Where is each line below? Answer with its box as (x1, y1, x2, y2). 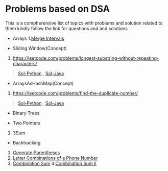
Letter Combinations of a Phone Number (12, 155, 98, 161)
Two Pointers (12, 119, 41, 126)
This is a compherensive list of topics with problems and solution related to (5, 20, 163, 26)
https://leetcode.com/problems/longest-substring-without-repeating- (12, 55, 159, 61)
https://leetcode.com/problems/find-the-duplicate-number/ (12, 90, 138, 96)
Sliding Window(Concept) (12, 45, 67, 51)
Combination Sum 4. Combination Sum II (12, 160, 97, 166)
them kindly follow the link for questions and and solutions (5, 25, 128, 31)
